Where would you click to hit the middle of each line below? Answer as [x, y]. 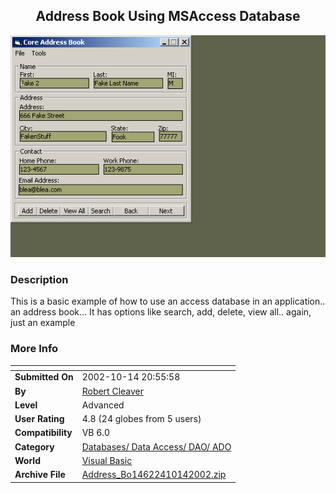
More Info [34, 349]
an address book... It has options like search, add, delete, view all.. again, [161, 312]
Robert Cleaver [113, 391]
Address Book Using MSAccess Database [168, 16]
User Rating [39, 419]
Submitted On [44, 377]
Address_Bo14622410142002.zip [154, 475]
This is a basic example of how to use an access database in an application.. [168, 301]
